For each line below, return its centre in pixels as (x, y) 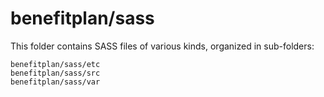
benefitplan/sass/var (55, 82)
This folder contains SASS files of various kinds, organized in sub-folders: (162, 46)
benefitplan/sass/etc (55, 64)
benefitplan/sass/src (55, 73)
